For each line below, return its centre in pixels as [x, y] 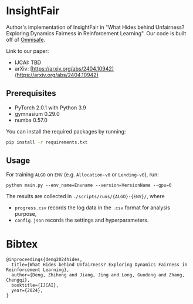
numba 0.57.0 [31, 120]
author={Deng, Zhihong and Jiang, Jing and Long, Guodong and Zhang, [98, 275]
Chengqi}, [18, 280]
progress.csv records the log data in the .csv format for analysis [92, 208]
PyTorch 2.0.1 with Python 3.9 [50, 108]
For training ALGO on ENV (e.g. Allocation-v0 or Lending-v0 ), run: [83, 175]
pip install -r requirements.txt [47, 142]
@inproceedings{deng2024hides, [44, 260]
